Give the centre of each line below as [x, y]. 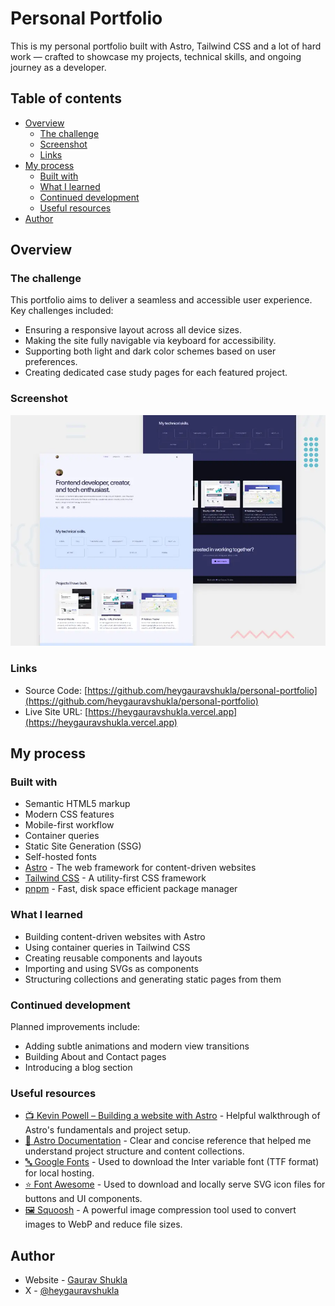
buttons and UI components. [83, 1199]
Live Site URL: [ [56, 711]
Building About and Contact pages [95, 1056]
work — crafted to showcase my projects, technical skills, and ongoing [156, 56]
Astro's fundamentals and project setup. [107, 1130]
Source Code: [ [56, 690]
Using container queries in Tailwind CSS [107, 947]
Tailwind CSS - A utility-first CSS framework [115, 878]
